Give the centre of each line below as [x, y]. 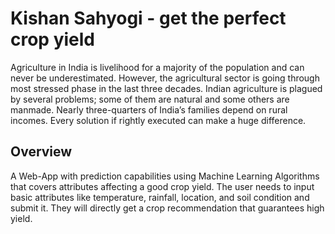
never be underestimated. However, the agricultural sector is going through [165, 78]
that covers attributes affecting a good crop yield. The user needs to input [162, 186]
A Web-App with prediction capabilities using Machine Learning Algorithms [165, 176]
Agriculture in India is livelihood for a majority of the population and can [157, 67]
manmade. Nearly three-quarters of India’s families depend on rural [149, 109]
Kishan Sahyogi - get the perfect [148, 18]
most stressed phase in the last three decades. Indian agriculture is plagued [166, 88]
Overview [41, 152]
